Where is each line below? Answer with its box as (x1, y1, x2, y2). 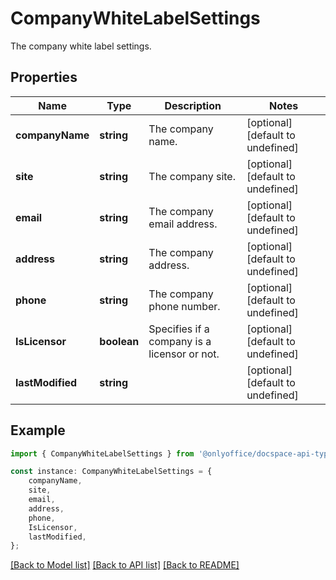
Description (164, 98, 222, 112)
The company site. (148, 169, 236, 183)
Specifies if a (148, 322, 210, 336)
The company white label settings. (10, 40, 152, 52)
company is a (148, 334, 212, 348)
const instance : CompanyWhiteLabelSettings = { (10, 467, 213, 477)
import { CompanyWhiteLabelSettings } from (10, 448, 195, 459)
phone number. (148, 299, 221, 313)
